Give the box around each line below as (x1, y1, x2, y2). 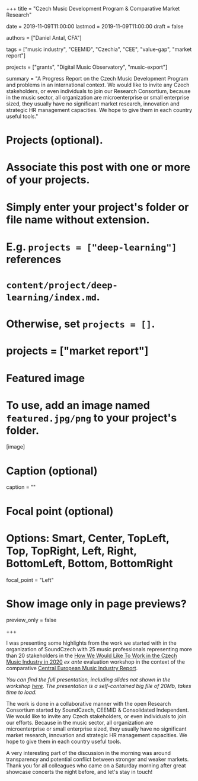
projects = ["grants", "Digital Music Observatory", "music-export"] (6, 63, 168, 71)
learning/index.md (6, 292, 97, 303)
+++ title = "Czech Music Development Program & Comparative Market (6, 5, 180, 12)
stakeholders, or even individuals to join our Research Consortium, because (6, 88, 191, 94)
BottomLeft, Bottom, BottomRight (6, 556, 173, 570)
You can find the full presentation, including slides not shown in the (6, 676, 171, 683)
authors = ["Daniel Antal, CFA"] (6, 34, 82, 41)
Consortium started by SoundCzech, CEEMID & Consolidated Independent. (6, 706, 189, 713)
